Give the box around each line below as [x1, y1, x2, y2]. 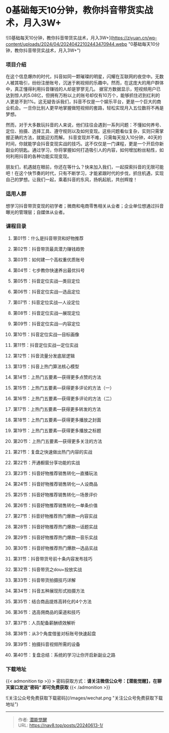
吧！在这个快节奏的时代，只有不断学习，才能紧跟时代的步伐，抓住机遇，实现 [6, 170, 164, 176]
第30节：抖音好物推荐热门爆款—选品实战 [13, 545, 98, 551]
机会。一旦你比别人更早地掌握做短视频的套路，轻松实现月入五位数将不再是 [10, 105, 164, 111]
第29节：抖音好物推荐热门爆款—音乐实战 [13, 534, 98, 540]
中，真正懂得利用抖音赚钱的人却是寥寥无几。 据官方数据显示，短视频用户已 [6, 86, 161, 92]
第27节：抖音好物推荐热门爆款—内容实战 [13, 513, 98, 519]
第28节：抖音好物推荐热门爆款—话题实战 [13, 523, 98, 529]
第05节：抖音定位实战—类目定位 [13, 278, 80, 284]
